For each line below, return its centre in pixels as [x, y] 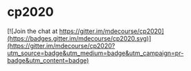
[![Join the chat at [33, 31]
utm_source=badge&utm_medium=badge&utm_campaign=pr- [95, 53]
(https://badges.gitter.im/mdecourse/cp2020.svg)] [79, 38]
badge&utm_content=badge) [48, 60]
